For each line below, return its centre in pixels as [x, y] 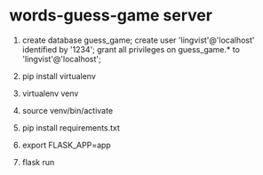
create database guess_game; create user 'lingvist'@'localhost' [138, 40]
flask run [38, 162]
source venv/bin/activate [68, 110]
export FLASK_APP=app [66, 145]
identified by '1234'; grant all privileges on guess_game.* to [131, 49]
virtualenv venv [50, 93]
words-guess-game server [111, 16]
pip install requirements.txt [71, 127]
